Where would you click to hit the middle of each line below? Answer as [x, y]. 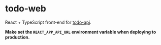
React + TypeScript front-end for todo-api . [48, 22]
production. [17, 37]
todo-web [26, 9]
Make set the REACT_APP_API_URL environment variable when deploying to [80, 32]
